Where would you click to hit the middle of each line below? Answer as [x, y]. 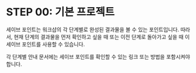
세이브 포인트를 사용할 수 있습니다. [45, 44]
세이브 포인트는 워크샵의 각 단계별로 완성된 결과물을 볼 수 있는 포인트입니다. [93, 29]
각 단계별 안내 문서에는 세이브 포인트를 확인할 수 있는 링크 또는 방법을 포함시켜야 [98, 57]
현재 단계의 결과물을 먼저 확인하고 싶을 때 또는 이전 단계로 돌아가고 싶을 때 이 [102, 36]
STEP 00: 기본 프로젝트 [61, 12]
